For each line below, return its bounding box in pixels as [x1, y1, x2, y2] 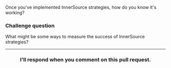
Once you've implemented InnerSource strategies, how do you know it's [5, 5, 157, 10]
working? [5, 10, 25, 16]
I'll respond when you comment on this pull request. [20, 56, 151, 63]
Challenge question [5, 22, 55, 29]
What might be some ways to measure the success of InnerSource [5, 34, 145, 40]
